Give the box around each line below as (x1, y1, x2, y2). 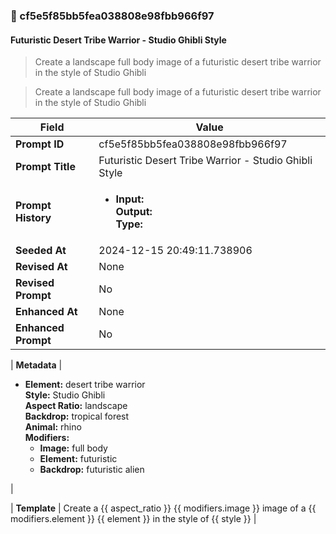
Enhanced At (15, 305, 78, 319)
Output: (115, 205, 153, 219)
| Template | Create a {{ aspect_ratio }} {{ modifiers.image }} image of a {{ (10, 502, 317, 514)
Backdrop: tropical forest (24, 410, 130, 423)
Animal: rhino (24, 421, 82, 433)
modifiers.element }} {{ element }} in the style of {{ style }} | (10, 513, 257, 525)
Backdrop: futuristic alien (39, 464, 145, 476)
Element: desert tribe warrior (24, 379, 146, 391)
